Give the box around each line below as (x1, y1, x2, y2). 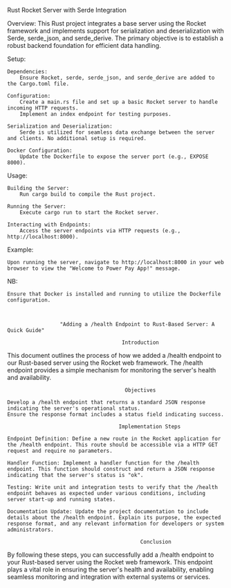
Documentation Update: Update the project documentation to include (7, 508, 209, 515)
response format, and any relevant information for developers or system (7, 520, 225, 527)
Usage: (7, 171, 28, 180)
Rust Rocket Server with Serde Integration (7, 6, 127, 14)
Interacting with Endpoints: (7, 221, 91, 228)
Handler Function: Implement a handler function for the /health (7, 460, 199, 467)
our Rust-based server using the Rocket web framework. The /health (7, 358, 203, 367)
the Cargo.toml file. (7, 80, 70, 87)
